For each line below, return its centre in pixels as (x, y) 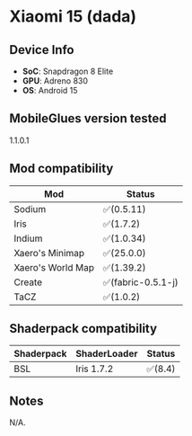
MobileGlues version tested (88, 119)
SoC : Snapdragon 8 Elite (68, 71)
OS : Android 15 (50, 90)
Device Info (42, 50)
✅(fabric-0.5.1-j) (141, 282)
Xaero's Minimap (49, 253)
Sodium (30, 209)
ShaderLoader (107, 354)
